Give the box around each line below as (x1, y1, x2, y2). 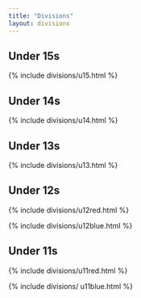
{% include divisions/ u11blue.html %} (8, 281, 133, 291)
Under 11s (8, 244, 58, 258)
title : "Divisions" (8, 11, 74, 20)
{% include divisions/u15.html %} (8, 70, 118, 81)
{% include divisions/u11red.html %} (8, 266, 128, 275)
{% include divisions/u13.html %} (8, 160, 118, 170)
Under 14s (8, 94, 60, 107)
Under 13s (8, 139, 60, 153)
